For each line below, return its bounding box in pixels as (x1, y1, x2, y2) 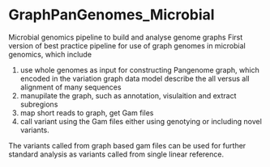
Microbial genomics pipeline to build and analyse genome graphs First (8, 32, 243, 42)
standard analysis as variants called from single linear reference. (8, 149, 225, 159)
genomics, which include (8, 49, 92, 59)
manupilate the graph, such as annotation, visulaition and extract (19, 90, 237, 100)
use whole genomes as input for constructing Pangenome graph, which (19, 65, 259, 74)
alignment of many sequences (19, 82, 122, 92)
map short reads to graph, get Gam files (19, 107, 154, 118)
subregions (19, 99, 58, 109)
